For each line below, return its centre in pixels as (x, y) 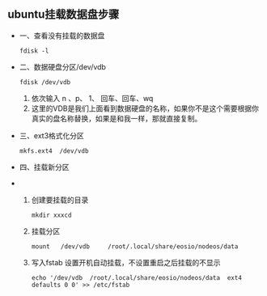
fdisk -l (34, 51)
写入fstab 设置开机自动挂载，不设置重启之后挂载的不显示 (126, 262)
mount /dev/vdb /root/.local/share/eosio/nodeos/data (135, 246)
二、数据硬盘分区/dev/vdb (63, 66)
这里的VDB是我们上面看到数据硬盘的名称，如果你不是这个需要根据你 (145, 108)
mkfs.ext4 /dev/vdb (54, 151)
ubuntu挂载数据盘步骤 (64, 15)
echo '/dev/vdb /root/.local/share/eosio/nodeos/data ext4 (136, 277)
